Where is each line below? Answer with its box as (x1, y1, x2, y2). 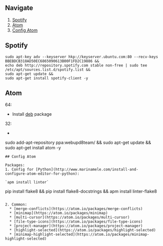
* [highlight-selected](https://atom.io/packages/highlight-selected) (9, 228, 156, 233)
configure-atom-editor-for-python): (5, 171, 80, 176)
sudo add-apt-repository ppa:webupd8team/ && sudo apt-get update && (5, 140, 151, 145)
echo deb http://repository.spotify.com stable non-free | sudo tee (5, 63, 147, 68)
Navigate (5, 4, 33, 12)
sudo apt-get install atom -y (5, 145, 61, 151)
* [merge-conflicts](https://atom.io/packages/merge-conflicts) (9, 206, 143, 211)
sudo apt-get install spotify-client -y (5, 76, 89, 81)
